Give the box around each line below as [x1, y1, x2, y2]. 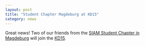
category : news [5, 16, 37, 21]
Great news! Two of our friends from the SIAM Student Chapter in [5, 30, 140, 36]
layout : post [5, 7, 32, 12]
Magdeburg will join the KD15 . [5, 35, 66, 41]
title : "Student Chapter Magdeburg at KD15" [5, 12, 99, 17]
